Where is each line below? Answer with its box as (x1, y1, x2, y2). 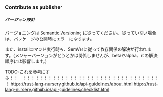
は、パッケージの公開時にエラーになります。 (5, 36, 95, 41)
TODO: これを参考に (5, 69, 46, 75)
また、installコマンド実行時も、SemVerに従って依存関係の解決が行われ (5, 46, 147, 52)
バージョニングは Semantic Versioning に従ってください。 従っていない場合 (5, 30, 157, 36)
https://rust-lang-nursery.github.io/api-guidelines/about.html (10, 81, 133, 87)
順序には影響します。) (5, 58, 47, 64)
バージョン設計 (5, 17, 35, 22)
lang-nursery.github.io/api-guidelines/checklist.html (5, 86, 110, 92)
